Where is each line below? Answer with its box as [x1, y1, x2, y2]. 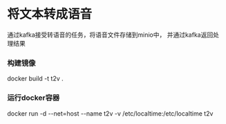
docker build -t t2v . [7, 74, 64, 83]
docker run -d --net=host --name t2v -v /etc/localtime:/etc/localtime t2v [7, 109, 214, 118]
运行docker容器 [7, 93, 60, 103]
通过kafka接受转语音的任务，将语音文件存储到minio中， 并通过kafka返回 [7, 30, 214, 39]
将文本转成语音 [7, 6, 93, 22]
